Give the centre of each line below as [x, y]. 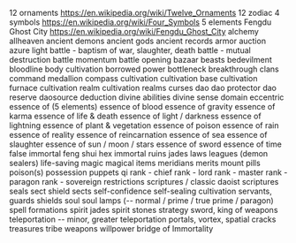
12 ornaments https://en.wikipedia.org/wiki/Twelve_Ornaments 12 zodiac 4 [144, 13]
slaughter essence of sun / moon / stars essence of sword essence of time [146, 144]
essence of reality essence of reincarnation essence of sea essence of [138, 135]
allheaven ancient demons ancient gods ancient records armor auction [138, 41]
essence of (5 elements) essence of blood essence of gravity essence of [142, 106]
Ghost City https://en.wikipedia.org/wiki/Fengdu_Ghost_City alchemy [134, 31]
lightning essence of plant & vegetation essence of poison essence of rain [144, 125]
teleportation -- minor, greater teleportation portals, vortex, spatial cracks [143, 219]
